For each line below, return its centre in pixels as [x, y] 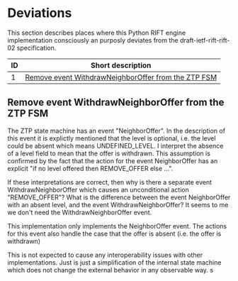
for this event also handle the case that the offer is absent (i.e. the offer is [114, 233]
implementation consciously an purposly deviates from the [93, 40]
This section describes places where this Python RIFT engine [97, 33]
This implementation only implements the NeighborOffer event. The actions [117, 226]
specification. [36, 48]
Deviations [40, 13]
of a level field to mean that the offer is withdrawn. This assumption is [109, 153]
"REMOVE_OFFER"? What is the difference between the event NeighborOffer [119, 197]
